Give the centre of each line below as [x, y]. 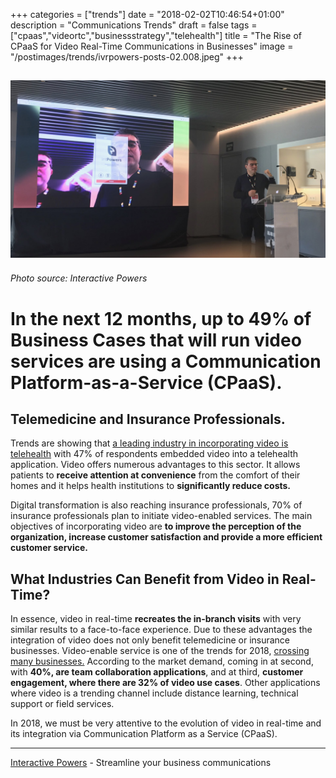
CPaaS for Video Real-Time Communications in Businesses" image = [152, 46]
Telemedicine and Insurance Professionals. [148, 419]
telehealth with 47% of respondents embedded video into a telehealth [154, 454]
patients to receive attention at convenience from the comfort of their [155, 475]
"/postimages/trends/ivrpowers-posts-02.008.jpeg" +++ [127, 57]
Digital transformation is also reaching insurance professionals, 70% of [156, 505]
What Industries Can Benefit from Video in [145, 579]
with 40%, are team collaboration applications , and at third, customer [157, 672]
